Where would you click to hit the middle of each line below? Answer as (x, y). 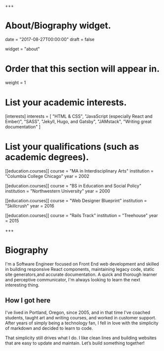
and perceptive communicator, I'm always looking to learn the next (73, 279)
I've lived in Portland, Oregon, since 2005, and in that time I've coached (78, 312)
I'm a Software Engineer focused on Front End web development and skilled (82, 264)
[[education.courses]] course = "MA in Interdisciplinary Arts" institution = (80, 171)
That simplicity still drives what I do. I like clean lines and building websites (81, 338)
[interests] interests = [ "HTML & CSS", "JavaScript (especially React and (79, 116)
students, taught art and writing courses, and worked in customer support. (81, 317)
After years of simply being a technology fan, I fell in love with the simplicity (82, 323)
